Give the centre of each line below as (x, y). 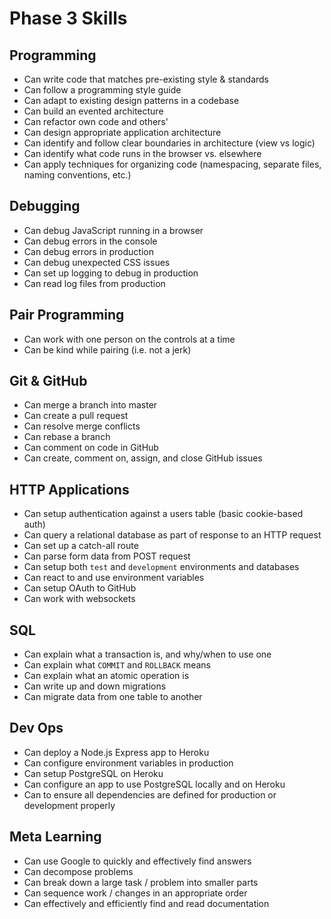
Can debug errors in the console (90, 241)
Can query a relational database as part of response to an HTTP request (172, 535)
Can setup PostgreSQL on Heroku (93, 773)
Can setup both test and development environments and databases (161, 567)
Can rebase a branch (67, 437)
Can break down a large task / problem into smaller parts (141, 882)
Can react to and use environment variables (114, 578)
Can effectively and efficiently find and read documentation (146, 903)
